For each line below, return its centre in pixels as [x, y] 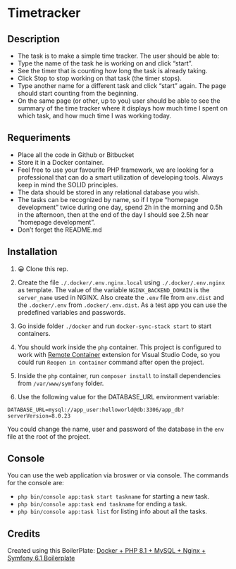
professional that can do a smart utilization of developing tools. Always [120, 177]
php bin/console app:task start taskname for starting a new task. [113, 496]
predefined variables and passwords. [72, 312]
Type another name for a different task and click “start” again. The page [122, 86]
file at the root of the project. [49, 436]
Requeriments [39, 138]
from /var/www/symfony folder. [61, 383]
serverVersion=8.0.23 [39, 416]
